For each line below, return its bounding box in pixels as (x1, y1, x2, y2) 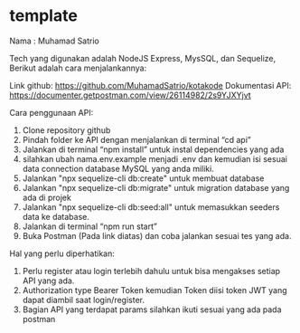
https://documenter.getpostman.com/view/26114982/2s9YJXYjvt (9, 90, 251, 100)
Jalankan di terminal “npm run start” (22, 221, 158, 232)
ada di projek (22, 192, 72, 203)
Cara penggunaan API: (9, 107, 94, 118)
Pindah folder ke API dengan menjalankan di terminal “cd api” (22, 134, 251, 145)
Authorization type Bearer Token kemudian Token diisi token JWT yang (22, 284, 287, 295)
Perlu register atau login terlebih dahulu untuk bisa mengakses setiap (22, 265, 281, 276)
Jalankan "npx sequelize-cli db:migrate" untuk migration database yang (22, 182, 290, 193)
